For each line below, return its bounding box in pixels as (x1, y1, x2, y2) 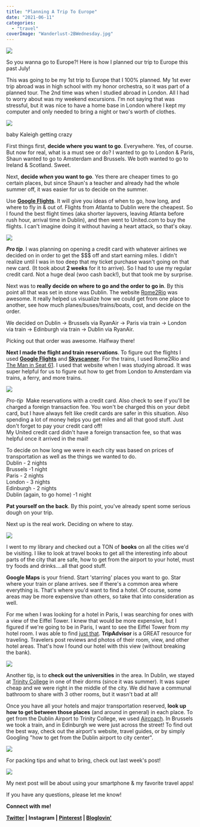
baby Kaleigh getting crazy (6, 131, 73, 138)
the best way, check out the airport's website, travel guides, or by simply (6, 728, 185, 735)
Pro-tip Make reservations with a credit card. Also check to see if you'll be (6, 397, 190, 404)
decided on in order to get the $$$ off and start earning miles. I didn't (6, 252, 177, 259)
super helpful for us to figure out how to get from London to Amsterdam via (6, 368, 192, 375)
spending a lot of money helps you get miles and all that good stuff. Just (6, 416, 184, 423)
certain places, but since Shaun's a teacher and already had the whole (6, 180, 180, 187)
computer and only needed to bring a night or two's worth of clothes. (6, 108, 176, 115)
